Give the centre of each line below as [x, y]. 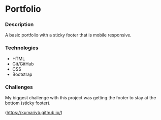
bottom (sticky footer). [28, 103]
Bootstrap [22, 74]
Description [19, 25]
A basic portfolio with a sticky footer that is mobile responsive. [68, 35]
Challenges [19, 87]
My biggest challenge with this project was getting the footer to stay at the [80, 98]
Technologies [22, 48]
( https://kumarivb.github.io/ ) [34, 113]
